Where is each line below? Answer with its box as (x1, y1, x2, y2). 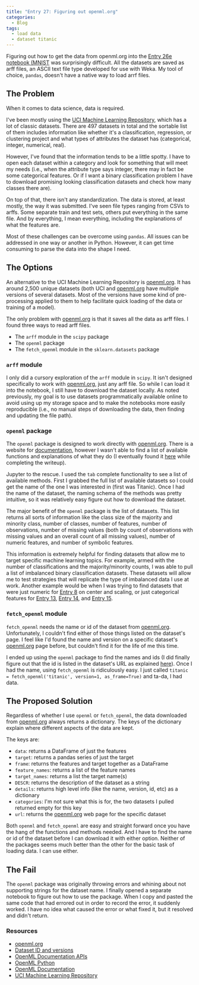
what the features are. (6, 221, 61, 228)
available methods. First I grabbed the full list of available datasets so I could (6, 477, 194, 484)
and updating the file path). (6, 411, 73, 419)
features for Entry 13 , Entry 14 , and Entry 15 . (6, 595, 113, 602)
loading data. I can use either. (6, 848, 79, 855)
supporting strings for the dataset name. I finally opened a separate (6, 887, 172, 894)
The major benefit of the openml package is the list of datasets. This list (6, 508, 179, 515)
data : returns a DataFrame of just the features (14, 747, 127, 755)
